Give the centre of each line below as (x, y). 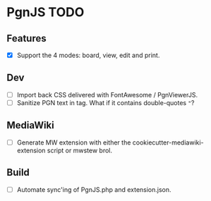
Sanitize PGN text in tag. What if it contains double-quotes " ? (105, 102)
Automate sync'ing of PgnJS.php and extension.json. (94, 189)
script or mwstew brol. (79, 150)
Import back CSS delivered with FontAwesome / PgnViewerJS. (107, 95)
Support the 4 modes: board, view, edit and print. (88, 55)
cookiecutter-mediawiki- (168, 142)
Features (26, 38)
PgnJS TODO (46, 12)
